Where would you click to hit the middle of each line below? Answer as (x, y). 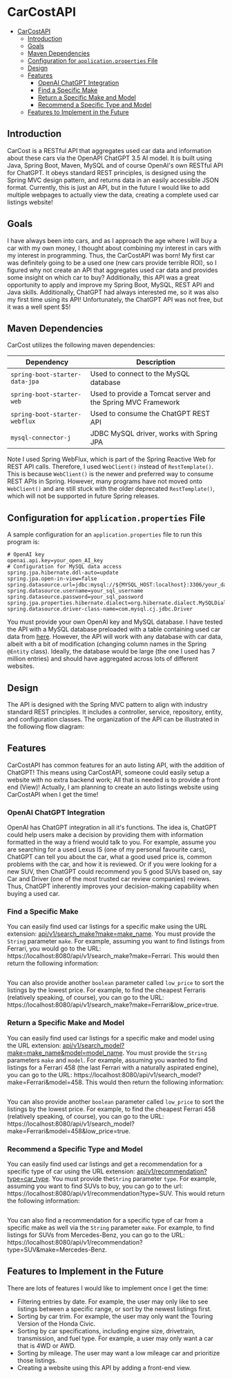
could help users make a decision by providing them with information (105, 835)
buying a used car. (33, 894)
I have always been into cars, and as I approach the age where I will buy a (112, 240)
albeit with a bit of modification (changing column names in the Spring (107, 644)
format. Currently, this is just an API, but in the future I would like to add (109, 187)
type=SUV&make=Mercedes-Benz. (57, 1250)
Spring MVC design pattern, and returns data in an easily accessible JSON (113, 180)
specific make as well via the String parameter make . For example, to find (111, 1227)
